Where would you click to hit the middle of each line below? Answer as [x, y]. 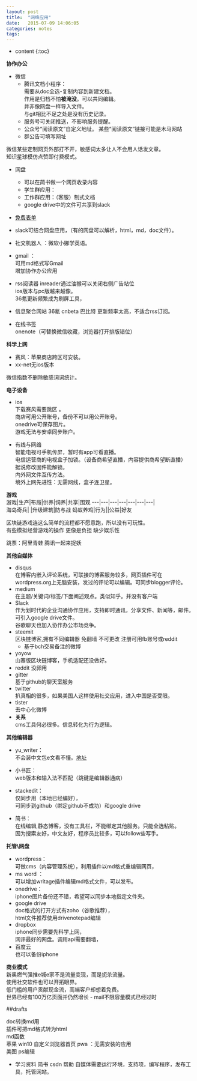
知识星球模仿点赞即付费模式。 [43, 157]
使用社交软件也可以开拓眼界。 [43, 982]
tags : [13, 34]
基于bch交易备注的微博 [52, 647]
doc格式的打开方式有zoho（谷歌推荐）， [64, 910]
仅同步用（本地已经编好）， [48, 798]
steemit [24, 632]
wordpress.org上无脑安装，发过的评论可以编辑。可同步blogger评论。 [100, 583]
